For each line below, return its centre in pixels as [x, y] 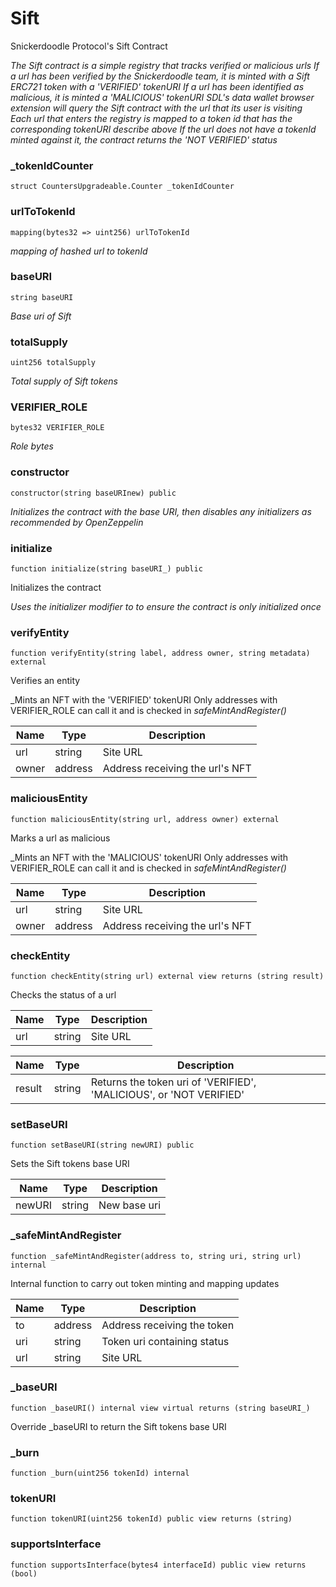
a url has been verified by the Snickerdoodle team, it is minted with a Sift [160, 76]
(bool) [24, 1573]
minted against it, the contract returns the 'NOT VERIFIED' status [144, 139]
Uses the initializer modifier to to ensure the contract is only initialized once [166, 607]
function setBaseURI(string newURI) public [102, 1145]
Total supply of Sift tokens [64, 381]
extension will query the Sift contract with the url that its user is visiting [156, 108]
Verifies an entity [45, 681]
